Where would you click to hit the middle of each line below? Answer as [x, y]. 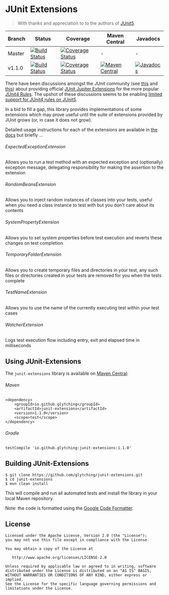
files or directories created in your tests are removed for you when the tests [83, 275]
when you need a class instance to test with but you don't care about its [80, 205]
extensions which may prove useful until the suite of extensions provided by [84, 115]
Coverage [78, 39]
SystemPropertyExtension [32, 222]
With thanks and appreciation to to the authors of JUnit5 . [76, 23]
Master [16, 53]
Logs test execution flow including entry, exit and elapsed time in [72, 340]
